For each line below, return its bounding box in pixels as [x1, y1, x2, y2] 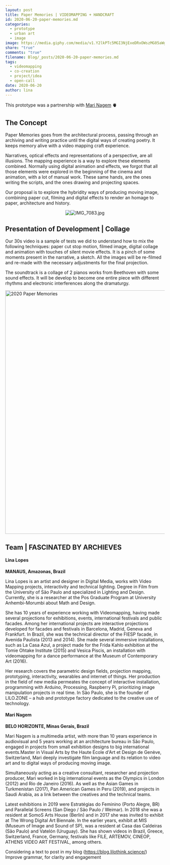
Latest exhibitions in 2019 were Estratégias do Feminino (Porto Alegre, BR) [5, 801, 160, 807]
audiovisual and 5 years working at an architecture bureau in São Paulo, [5, 738, 155, 744]
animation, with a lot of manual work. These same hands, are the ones [5, 174, 152, 180]
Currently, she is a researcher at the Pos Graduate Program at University [5, 594, 156, 600]
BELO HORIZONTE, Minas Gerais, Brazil [5, 723, 90, 729]
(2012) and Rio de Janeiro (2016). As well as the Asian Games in [5, 780, 139, 786]
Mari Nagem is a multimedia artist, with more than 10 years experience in [5, 733, 157, 739]
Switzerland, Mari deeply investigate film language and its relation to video [5, 754, 161, 760]
